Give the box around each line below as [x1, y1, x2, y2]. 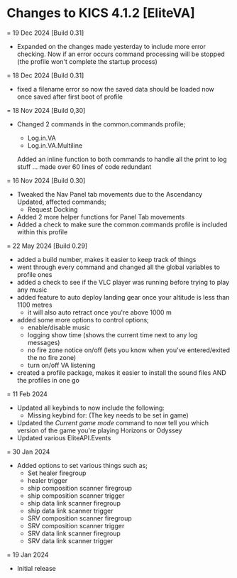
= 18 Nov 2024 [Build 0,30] [6, 106, 86, 114]
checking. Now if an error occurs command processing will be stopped [16, 50, 225, 58]
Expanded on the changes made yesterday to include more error [16, 42, 206, 50]
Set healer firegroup [27, 469, 87, 477]
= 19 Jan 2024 [6, 550, 49, 559]
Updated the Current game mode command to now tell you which [16, 418, 209, 427]
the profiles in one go [16, 376, 79, 384]
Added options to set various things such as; [16, 461, 148, 469]
